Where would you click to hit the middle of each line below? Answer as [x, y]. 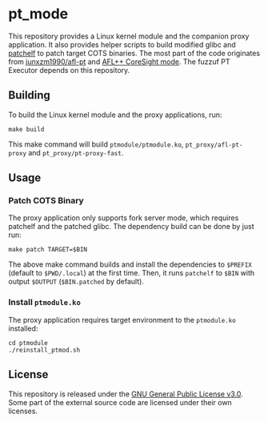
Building [29, 96]
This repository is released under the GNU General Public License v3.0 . [126, 394]
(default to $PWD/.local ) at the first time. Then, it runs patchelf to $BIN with [132, 273]
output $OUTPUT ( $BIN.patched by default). [76, 282]
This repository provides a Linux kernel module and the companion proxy [129, 36]
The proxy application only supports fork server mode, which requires [124, 218]
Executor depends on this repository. [69, 70]
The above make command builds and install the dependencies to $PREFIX [130, 264]
